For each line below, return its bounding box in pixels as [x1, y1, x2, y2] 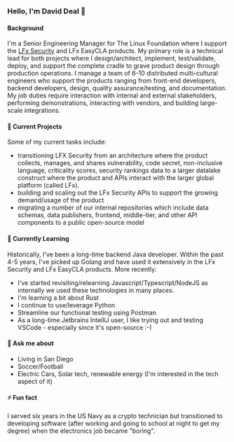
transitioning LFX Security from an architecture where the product [17, 151, 208, 160]
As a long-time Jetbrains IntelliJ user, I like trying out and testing [17, 315, 204, 324]
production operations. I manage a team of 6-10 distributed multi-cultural [7, 69, 219, 78]
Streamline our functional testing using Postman [17, 308, 156, 317]
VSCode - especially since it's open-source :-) [17, 323, 152, 331]
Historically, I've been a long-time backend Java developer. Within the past [7, 250, 224, 258]
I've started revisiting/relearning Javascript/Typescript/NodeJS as [17, 278, 209, 286]
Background [7, 24, 44, 32]
